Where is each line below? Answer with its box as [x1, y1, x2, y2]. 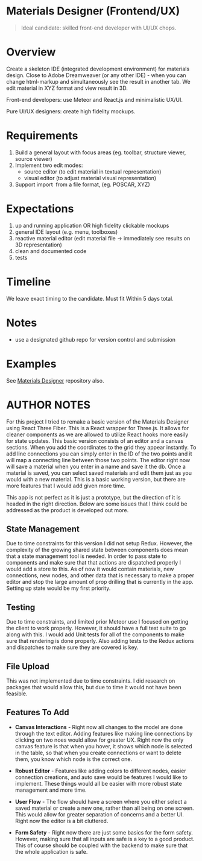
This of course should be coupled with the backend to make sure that [14, 842, 188, 849]
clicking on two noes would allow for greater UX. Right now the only [14, 736, 184, 744]
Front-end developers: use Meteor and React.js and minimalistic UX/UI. [6, 96, 183, 103]
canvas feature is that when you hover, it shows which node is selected [14, 742, 192, 750]
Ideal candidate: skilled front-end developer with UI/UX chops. [21, 24, 177, 31]
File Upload [6, 661, 50, 671]
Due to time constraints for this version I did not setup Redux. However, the [6, 540, 193, 547]
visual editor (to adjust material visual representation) [24, 174, 157, 181]
